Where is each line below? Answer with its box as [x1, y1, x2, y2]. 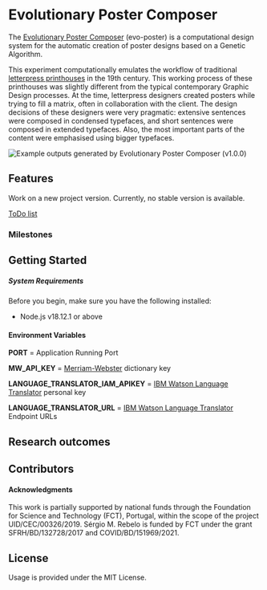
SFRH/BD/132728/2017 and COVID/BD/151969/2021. [8, 528, 180, 538]
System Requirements [8, 275, 84, 286]
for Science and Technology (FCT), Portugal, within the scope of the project [8, 511, 259, 521]
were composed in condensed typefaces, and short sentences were [8, 116, 234, 125]
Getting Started [8, 254, 87, 267]
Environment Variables [8, 330, 87, 340]
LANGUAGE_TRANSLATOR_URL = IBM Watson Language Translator [8, 403, 234, 413]
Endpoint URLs [8, 412, 58, 421]
